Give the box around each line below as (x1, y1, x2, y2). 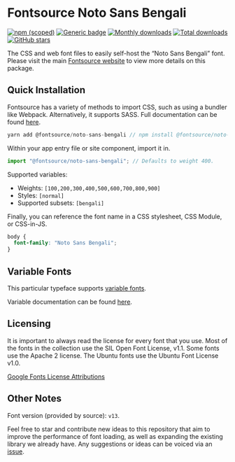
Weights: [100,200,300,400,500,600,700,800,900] (17, 183, 161, 192)
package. (7, 64, 34, 72)
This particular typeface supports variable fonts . (7, 283, 147, 292)
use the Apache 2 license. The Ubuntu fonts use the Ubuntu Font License (7, 351, 219, 360)
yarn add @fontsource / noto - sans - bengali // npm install (7, 131, 173, 138)
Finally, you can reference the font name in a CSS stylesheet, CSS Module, (7, 212, 222, 220)
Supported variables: (7, 170, 68, 178)
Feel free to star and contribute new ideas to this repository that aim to (7, 425, 211, 433)
